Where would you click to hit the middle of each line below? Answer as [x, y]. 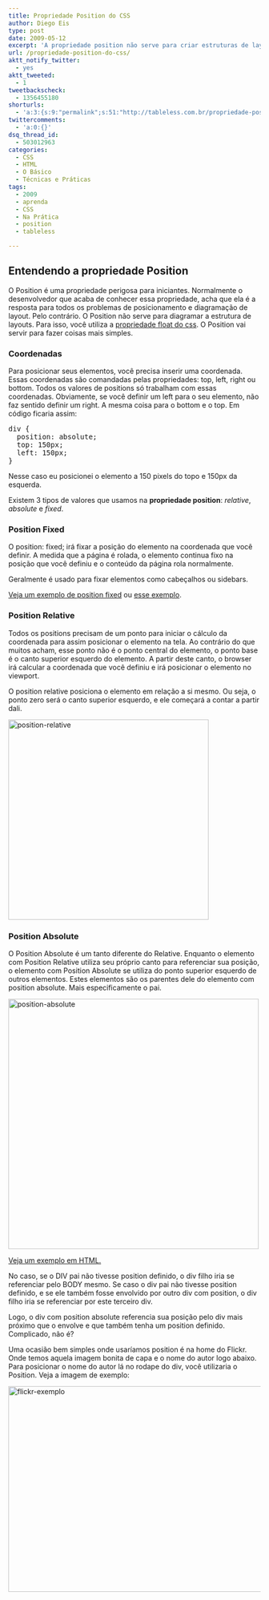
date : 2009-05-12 [37, 38]
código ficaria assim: [43, 414]
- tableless [36, 232]
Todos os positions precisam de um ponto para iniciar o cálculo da [118, 633]
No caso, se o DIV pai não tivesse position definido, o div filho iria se [121, 1276]
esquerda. [25, 484]
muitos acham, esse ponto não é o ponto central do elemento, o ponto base [133, 650]
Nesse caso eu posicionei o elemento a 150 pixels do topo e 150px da [123, 476]
